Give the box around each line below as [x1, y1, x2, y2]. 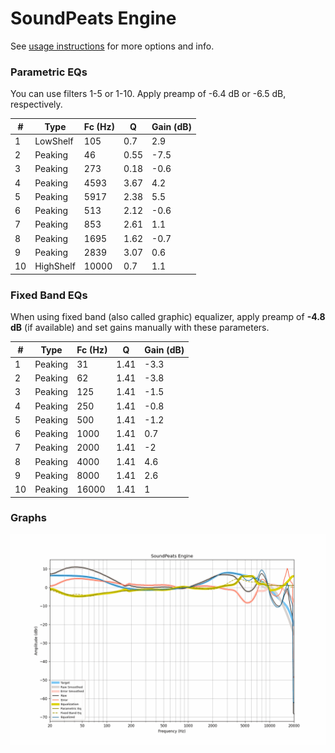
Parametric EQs [10, 65, 88, 79]
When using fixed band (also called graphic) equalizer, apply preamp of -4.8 [10, 311, 326, 323]
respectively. [10, 98, 63, 111]
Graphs [10, 511, 47, 525]
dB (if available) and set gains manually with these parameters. [10, 322, 270, 334]
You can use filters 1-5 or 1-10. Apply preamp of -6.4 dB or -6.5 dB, [10, 88, 287, 100]
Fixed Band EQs [10, 288, 88, 302]
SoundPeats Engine [10, 7, 177, 30]
